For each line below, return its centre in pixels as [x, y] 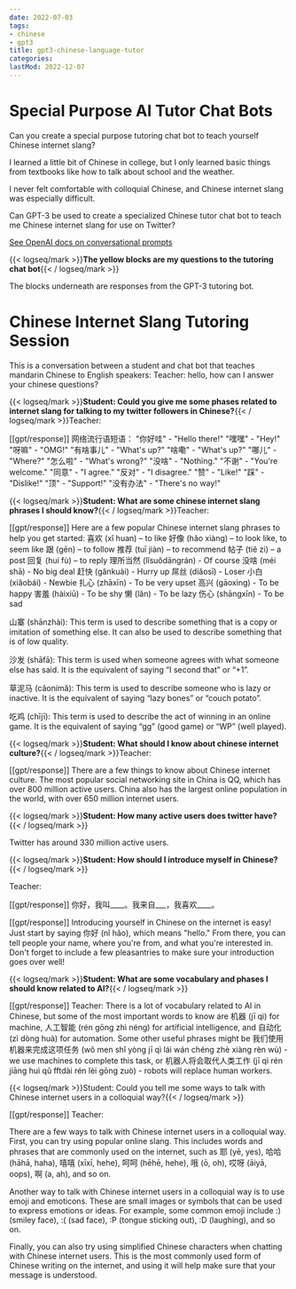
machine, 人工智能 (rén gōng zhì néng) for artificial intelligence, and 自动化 [145, 1027]
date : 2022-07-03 [41, 17]
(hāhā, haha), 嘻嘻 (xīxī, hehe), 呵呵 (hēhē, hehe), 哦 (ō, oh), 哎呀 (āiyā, [138, 1162]
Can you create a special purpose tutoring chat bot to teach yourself [134, 135]
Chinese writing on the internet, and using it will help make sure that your [143, 1265]
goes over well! [37, 961]
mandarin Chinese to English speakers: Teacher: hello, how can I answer [142, 375]
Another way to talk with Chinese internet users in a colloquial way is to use [147, 1191]
